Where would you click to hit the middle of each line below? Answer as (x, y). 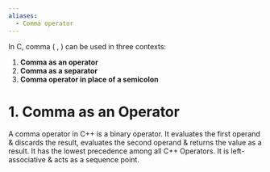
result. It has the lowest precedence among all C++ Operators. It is (119, 151)
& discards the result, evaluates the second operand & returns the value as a (135, 143)
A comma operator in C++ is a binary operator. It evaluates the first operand (134, 134)
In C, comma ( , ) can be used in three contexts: (87, 46)
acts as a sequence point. (96, 160)
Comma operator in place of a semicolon (89, 79)
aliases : (23, 16)
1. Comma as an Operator (94, 112)
